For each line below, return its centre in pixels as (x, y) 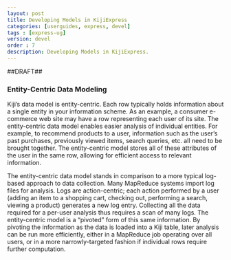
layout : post (26, 13)
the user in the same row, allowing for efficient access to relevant (99, 155)
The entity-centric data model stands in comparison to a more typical (105, 176)
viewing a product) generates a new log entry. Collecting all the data (104, 205)
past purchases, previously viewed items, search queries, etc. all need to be (115, 141)
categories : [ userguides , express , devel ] (69, 26)
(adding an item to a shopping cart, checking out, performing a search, (108, 198)
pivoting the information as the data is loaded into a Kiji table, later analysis (113, 227)
